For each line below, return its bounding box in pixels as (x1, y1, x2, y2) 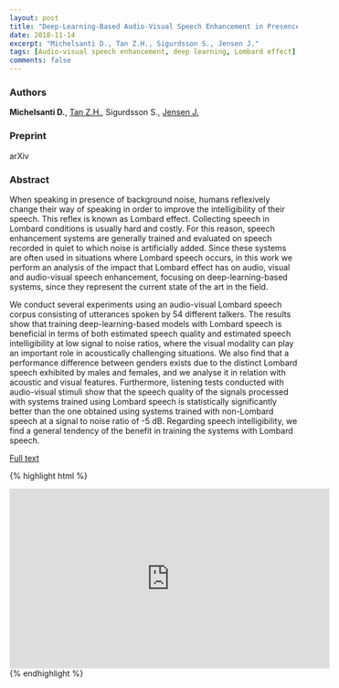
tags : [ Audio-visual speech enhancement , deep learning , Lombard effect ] (9, 48, 297, 57)
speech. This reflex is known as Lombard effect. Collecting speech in (9, 213, 270, 224)
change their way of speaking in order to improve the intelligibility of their (9, 203, 285, 215)
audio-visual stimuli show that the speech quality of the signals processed (9, 386, 290, 397)
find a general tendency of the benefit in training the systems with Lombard (9, 425, 294, 436)
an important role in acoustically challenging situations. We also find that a (9, 347, 290, 358)
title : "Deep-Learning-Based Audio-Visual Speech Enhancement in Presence (9, 22, 301, 31)
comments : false (9, 56, 71, 65)
